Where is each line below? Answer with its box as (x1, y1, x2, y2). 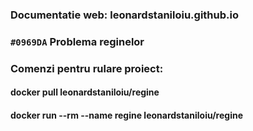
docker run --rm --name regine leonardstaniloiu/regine (10, 109, 244, 121)
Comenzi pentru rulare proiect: (10, 61, 164, 75)
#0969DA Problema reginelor (10, 34, 145, 48)
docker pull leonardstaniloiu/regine (10, 86, 160, 98)
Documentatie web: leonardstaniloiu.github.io (10, 8, 239, 22)
